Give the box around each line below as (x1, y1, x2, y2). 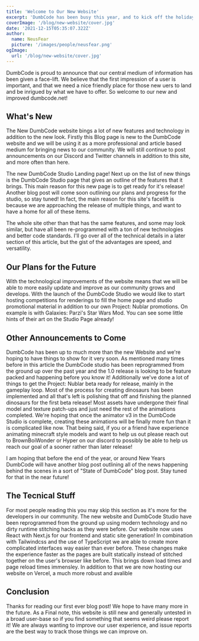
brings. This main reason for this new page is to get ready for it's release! (6, 183, 185, 190)
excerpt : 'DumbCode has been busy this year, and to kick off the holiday (6, 14, 195, 20)
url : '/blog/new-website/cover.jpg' (11, 53, 102, 59)
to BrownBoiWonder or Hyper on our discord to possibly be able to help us (6, 437, 188, 444)
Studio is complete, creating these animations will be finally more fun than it (6, 418, 191, 425)
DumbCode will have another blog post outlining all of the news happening (6, 461, 188, 468)
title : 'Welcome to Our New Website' (6, 8, 99, 15)
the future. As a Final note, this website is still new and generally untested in (6, 609, 191, 616)
